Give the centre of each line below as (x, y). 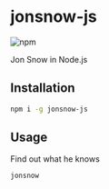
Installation (43, 88)
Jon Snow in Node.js (49, 59)
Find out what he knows (55, 159)
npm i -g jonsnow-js (50, 109)
